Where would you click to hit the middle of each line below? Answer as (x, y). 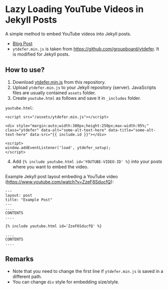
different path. (27, 276)
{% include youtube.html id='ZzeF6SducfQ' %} (53, 226)
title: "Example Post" (29, 200)
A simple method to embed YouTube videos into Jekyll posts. (68, 34)
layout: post (19, 195)
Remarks (20, 259)
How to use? (25, 70)
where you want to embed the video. (50, 167)
